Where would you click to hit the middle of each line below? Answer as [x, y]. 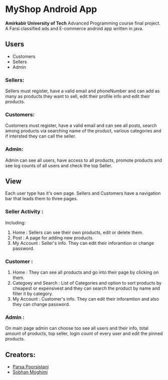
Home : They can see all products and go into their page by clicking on [86, 273]
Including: [16, 222]
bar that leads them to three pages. [42, 199]
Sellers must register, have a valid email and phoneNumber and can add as [82, 91]
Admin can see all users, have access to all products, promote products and [83, 160]
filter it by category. [33, 294]
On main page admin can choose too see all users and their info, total [77, 328]
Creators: [21, 355]
